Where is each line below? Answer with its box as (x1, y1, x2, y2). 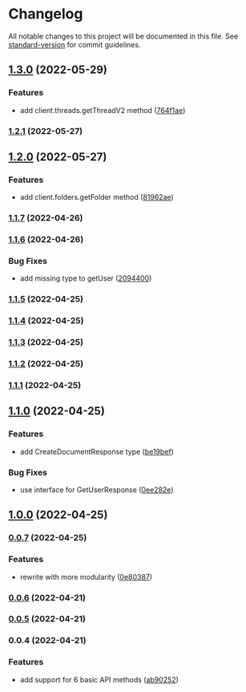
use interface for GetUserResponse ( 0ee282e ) (19, 484, 174, 494)
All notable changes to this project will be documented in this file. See (8, 31, 239, 41)
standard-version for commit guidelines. (8, 39, 141, 49)
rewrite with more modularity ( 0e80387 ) (19, 572, 153, 581)
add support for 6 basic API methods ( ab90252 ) (19, 674, 179, 684)
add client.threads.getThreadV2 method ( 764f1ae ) (19, 105, 186, 115)
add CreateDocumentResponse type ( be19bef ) (19, 447, 175, 456)
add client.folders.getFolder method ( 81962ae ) (19, 192, 174, 202)
